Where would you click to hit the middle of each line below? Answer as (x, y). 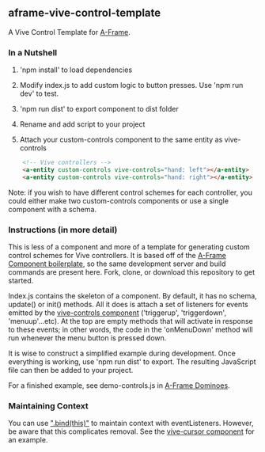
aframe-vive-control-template (85, 13)
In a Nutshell (33, 52)
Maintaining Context (48, 405)
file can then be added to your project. (71, 370)
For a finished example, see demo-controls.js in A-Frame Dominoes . (119, 386)
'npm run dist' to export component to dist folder (99, 109)
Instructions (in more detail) (63, 230)
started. (21, 281)
